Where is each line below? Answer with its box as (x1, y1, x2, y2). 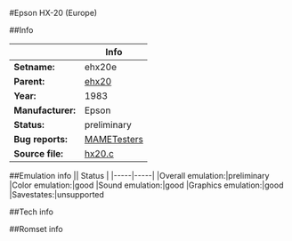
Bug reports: (13, 133, 69, 145)
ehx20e (84, 61, 118, 73)
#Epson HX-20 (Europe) (9, 8, 98, 18)
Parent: (13, 76, 45, 87)
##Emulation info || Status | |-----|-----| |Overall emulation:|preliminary (9, 171, 270, 181)
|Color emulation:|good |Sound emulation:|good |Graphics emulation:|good (9, 180, 284, 190)
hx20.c (84, 148, 114, 159)
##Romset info (9, 224, 64, 234)
